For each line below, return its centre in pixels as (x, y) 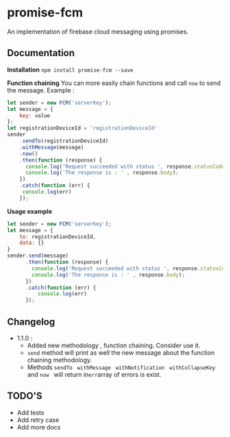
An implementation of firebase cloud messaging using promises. (98, 32)
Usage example (30, 211)
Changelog (31, 322)
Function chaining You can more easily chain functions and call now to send (114, 83)
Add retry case (38, 420)
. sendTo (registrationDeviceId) (64, 141)
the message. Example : (41, 90)
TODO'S (25, 396)
